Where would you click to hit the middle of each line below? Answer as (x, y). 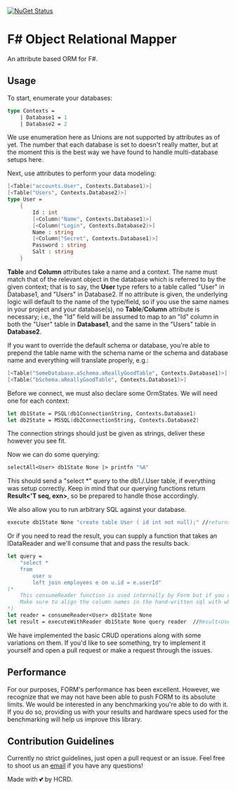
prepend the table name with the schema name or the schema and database (118, 353)
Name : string (53, 232)
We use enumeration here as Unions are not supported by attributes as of (114, 137)
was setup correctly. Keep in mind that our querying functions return (106, 489)
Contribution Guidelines (61, 741)
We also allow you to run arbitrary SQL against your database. (97, 510)
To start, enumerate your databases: (60, 98)
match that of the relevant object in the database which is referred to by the (117, 279)
